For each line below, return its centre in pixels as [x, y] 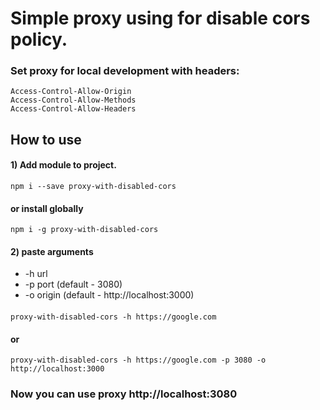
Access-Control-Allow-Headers [73, 109]
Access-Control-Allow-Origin [71, 92]
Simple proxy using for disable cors [160, 18]
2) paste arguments [52, 251]
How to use [46, 139]
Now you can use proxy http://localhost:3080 [124, 394]
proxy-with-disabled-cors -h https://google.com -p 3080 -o [138, 360]
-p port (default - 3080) [73, 284]
